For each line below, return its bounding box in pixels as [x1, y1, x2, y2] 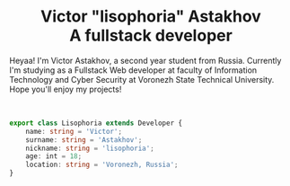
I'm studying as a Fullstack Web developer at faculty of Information [9, 65, 258, 75]
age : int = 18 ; [25, 152, 83, 161]
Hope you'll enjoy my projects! [9, 84, 122, 94]
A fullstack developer [68, 25, 233, 46]
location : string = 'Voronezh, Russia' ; [25, 160, 179, 170]
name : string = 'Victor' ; [25, 127, 123, 136]
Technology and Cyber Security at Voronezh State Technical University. [9, 74, 275, 84]
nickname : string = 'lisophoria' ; [25, 144, 154, 153]
